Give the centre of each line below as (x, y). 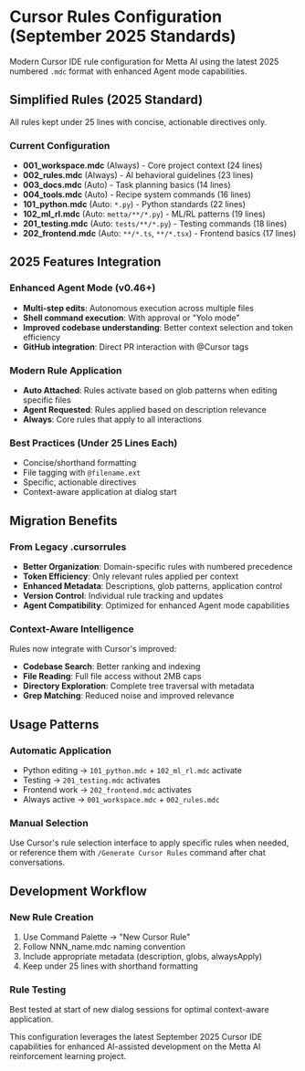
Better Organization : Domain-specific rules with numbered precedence (158, 567)
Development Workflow (79, 891)
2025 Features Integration (85, 262)
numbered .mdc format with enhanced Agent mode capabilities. (128, 71)
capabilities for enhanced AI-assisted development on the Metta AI (135, 1046)
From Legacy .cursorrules (68, 547)
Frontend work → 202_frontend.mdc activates (107, 790)
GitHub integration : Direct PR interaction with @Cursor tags (136, 346)
